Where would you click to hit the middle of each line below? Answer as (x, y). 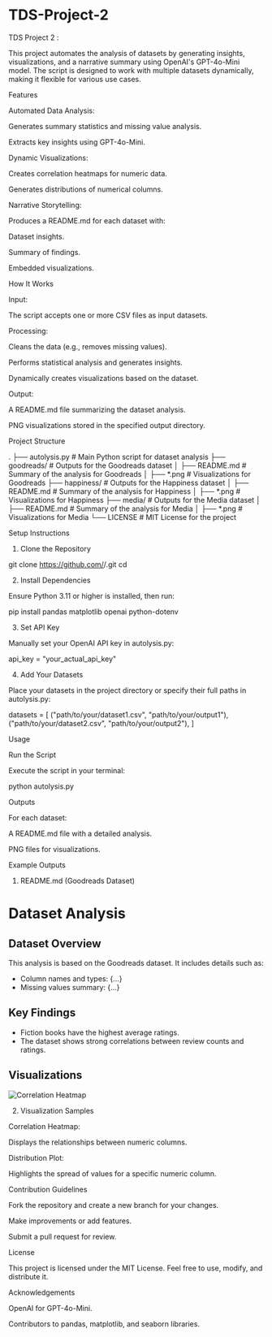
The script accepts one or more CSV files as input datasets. (108, 315)
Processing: (28, 331)
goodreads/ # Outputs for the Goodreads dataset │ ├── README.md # (127, 465)
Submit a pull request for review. (63, 1236)
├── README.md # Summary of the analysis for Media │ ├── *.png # (126, 508)
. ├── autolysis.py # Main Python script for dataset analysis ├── (117, 456)
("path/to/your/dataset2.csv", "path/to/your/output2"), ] (101, 723)
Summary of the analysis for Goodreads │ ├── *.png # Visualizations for (130, 474)
